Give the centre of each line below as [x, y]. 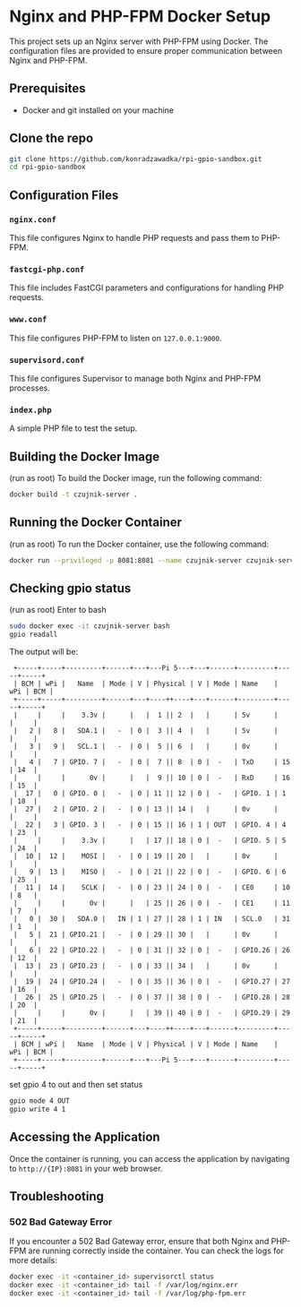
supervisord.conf [47, 360]
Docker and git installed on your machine [98, 110]
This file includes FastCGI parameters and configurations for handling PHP [146, 288]
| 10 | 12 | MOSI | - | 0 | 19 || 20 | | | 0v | [146, 856]
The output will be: [44, 652]
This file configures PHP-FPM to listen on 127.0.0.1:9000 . [116, 338]
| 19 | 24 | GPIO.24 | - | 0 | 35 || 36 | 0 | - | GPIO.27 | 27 [152, 982]
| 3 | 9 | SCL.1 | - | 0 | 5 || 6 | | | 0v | [146, 747]
